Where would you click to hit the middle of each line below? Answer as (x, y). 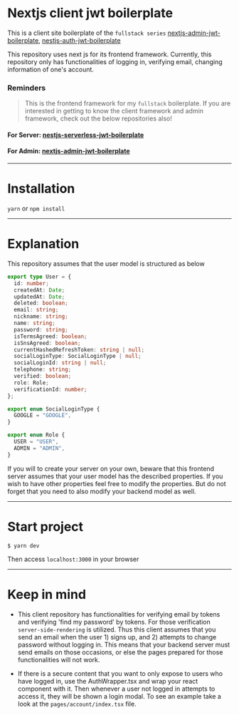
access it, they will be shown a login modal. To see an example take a (119, 696)
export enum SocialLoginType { (54, 409)
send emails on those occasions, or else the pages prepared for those (120, 652)
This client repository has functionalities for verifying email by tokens (119, 614)
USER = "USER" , (36, 442)
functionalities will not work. (59, 659)
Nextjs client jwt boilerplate (90, 13)
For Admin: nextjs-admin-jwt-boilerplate (69, 151)
